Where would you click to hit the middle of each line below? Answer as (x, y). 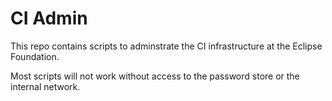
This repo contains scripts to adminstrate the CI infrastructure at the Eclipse (166, 46)
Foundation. (35, 56)
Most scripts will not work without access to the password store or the (155, 76)
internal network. (45, 86)
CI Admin (49, 18)
